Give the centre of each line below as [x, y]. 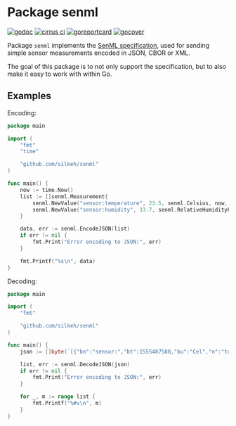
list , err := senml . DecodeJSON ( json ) [75, 364]
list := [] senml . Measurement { [64, 196]
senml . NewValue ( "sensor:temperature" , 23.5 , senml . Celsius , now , [130, 203]
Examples [29, 96]
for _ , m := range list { [58, 397]
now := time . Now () [47, 190]
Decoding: [22, 281]
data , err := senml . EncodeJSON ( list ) [75, 229]
